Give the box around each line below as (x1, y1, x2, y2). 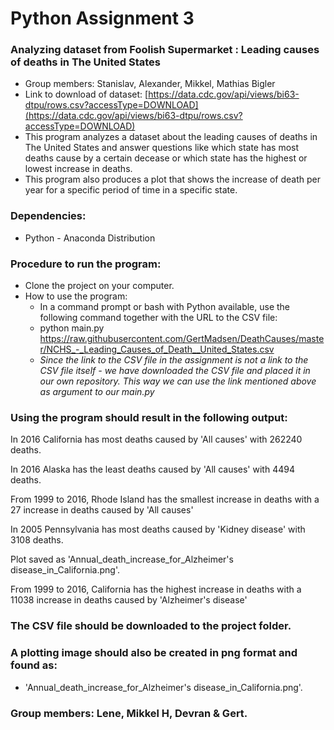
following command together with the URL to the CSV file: (39, 312, 278, 324)
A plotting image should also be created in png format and (10, 646, 298, 660)
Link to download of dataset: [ (24, 88, 149, 101)
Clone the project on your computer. (24, 280, 175, 292)
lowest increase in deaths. (24, 163, 133, 175)
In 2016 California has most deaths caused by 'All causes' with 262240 (10, 433, 303, 446)
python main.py (39, 322, 105, 334)
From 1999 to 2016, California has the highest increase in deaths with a (10, 583, 302, 596)
